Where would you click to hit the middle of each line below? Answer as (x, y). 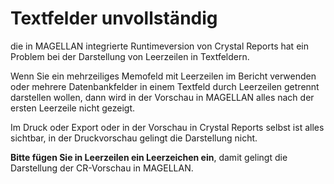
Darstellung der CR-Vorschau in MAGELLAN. (102, 168)
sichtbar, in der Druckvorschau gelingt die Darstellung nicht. (134, 138)
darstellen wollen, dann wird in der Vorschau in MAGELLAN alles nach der (162, 97)
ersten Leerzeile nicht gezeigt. (72, 108)
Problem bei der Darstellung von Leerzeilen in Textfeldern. (130, 56)
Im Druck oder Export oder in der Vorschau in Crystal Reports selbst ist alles (167, 127)
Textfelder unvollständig (114, 18)
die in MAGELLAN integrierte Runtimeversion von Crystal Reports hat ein (159, 46)
